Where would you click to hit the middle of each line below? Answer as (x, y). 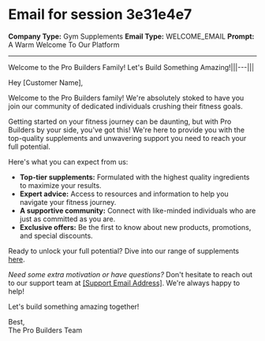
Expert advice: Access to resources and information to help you (124, 194)
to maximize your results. (60, 185)
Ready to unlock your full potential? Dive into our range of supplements (123, 250)
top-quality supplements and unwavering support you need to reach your (127, 138)
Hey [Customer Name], (46, 82)
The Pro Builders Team (45, 330)
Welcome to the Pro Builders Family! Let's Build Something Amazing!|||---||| (131, 67)
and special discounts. (56, 235)
